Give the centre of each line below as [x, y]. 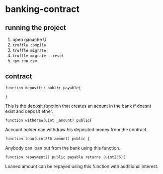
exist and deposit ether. [29, 111]
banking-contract [42, 9]
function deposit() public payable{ [43, 88]
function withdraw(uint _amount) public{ [49, 120]
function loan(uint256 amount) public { [48, 139]
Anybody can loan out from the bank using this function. [63, 148]
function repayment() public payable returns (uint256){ [65, 157]
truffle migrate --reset [38, 56]
